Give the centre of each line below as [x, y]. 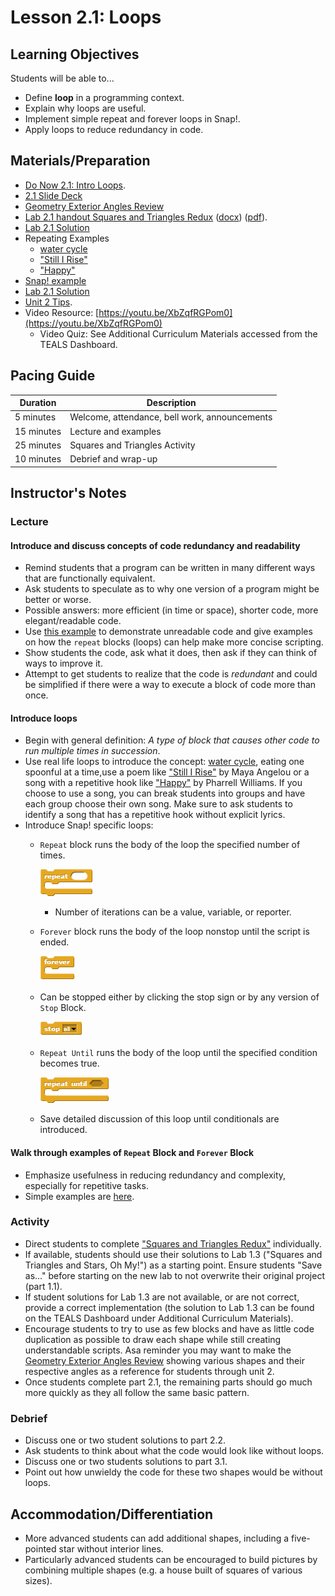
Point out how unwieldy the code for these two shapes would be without [173, 1472]
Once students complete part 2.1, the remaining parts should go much [168, 1382]
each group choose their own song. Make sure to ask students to [158, 804]
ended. [54, 942]
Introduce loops [44, 718]
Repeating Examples [67, 238]
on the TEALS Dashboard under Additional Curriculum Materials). [159, 1318]
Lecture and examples [115, 431]
